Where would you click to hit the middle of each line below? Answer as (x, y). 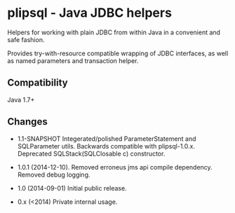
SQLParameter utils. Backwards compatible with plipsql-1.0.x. (106, 146)
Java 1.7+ (21, 99)
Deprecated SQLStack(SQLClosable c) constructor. (91, 153)
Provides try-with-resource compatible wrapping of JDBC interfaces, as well (118, 53)
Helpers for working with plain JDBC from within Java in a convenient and (114, 32)
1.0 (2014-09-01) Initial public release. (72, 188)
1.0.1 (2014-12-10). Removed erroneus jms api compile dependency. (115, 167)
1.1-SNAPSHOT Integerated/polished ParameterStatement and (107, 139)
